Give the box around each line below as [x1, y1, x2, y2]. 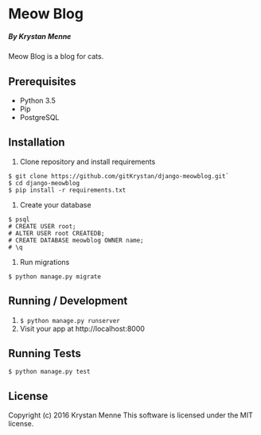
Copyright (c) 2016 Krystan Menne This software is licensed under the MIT [8, 410, 253, 420]
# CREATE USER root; [8, 222, 77, 231]
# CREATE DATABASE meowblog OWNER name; [8, 236, 145, 244]
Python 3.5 [19, 95, 56, 105]
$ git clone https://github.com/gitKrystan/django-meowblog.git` [8, 172, 229, 180]
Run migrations [19, 257, 70, 266]
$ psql [8, 216, 30, 223]
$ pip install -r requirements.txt [8, 186, 127, 194]
